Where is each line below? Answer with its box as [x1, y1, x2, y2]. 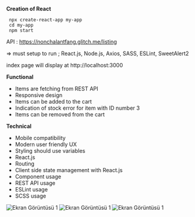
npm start [8, 27, 34, 33]
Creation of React [6, 5, 51, 12]
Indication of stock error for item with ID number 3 [14, 104, 140, 112]
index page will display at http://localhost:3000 [6, 62, 123, 68]
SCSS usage [14, 192, 46, 199]
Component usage [14, 173, 62, 180]
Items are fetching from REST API [14, 85, 98, 92]
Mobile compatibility [14, 135, 66, 141]
